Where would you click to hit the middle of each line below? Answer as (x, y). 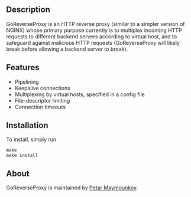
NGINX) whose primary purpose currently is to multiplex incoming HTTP (94, 30)
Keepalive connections (43, 88)
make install (22, 156)
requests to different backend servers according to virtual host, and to (92, 36)
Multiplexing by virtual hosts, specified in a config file (80, 94)
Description (28, 10)
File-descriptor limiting (42, 100)
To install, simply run (31, 139)
